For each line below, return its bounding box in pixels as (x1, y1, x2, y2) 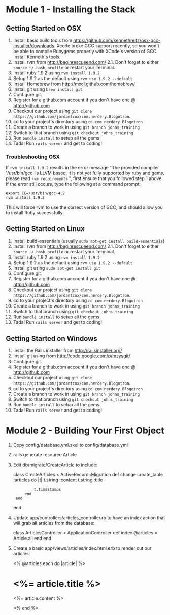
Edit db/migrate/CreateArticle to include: (13, 462, 98, 468)
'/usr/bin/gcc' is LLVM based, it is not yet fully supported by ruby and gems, (6, 170, 164, 176)
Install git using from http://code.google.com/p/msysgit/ (13, 353, 131, 359)
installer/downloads (13, 43, 55, 49)
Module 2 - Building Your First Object (6, 425, 164, 437)
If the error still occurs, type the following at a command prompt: (6, 181, 141, 187)
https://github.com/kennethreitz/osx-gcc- (73, 37, 161, 43)
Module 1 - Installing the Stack (6, 4, 136, 15)
